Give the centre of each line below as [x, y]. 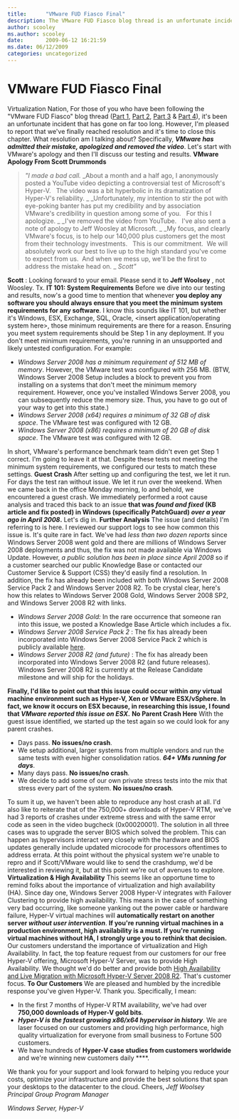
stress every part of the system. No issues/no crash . [95, 788]
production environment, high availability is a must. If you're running [111, 930]
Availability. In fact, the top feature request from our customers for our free [117, 953]
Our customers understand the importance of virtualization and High [108, 945]
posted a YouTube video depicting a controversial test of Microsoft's [125, 183]
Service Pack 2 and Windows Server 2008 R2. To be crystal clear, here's [114, 588]
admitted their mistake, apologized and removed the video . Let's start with [119, 146]
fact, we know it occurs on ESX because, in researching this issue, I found [119, 706]
